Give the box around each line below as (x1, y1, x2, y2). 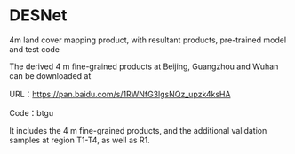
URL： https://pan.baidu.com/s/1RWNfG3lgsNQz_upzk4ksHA (9, 89, 231, 99)
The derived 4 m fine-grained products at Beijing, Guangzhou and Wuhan (9, 61, 279, 72)
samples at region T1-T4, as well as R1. (9, 135, 151, 145)
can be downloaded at (9, 70, 92, 81)
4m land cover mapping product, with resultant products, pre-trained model (9, 35, 287, 45)
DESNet (9, 5, 68, 26)
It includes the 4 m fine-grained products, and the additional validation (9, 125, 267, 135)
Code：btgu (9, 107, 54, 118)
